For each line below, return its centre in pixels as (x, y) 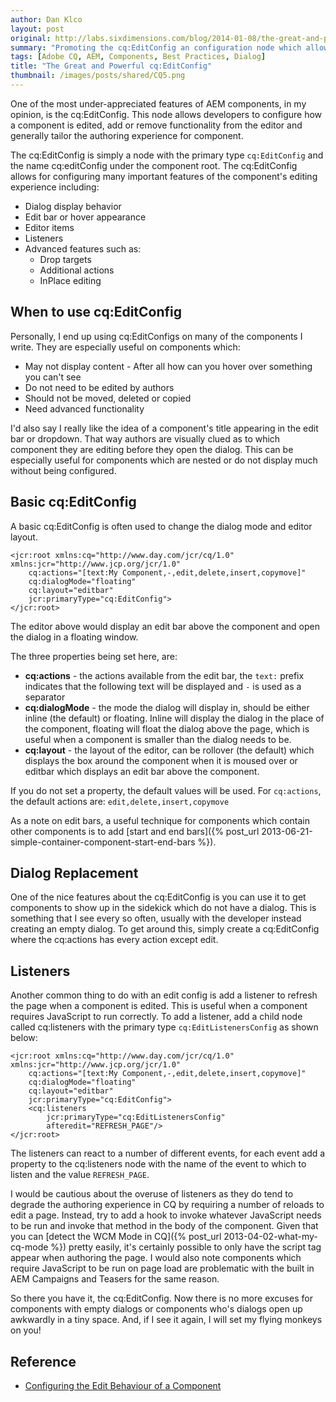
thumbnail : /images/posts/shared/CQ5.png (98, 76)
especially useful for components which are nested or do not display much (164, 460)
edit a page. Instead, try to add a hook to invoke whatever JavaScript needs (166, 1215)
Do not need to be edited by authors (99, 387)
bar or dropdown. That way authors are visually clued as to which (145, 438)
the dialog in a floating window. (74, 637)
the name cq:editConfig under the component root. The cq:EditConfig (154, 165)
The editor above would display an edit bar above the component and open (165, 626)
